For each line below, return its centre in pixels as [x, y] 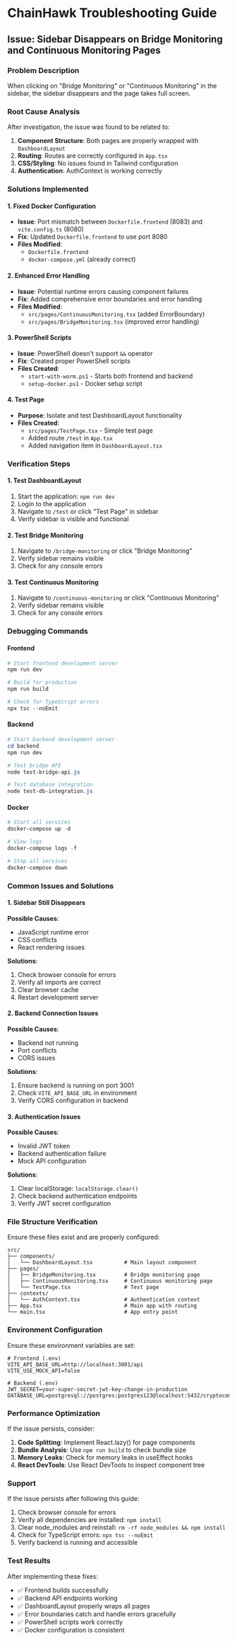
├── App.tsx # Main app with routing [102, 1306]
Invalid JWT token [44, 1146]
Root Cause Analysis [44, 111]
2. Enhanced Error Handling [49, 275]
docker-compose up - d [39, 829]
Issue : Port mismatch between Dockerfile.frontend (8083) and [110, 222]
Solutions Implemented [48, 189]
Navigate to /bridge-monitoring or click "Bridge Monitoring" [105, 551]
